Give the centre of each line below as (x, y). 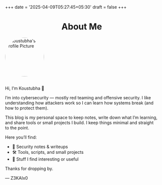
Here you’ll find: (21, 137)
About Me (82, 27)
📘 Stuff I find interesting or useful (45, 159)
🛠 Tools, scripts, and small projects (48, 152)
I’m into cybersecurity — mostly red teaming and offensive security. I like (78, 97)
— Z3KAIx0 (17, 178)
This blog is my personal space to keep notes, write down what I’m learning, (81, 117)
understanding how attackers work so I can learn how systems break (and (79, 103)
